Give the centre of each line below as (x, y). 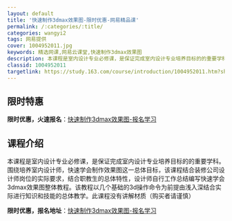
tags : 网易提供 (27, 39)
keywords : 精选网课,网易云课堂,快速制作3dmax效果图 (75, 53)
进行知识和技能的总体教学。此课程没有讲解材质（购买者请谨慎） (104, 196)
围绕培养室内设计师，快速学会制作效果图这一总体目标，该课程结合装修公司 (113, 170)
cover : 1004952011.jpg (40, 46)
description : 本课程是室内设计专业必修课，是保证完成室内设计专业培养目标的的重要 (112, 59)
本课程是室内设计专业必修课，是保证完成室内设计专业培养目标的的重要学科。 (116, 161)
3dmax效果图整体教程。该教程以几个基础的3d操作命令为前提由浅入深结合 (112, 187)
